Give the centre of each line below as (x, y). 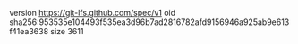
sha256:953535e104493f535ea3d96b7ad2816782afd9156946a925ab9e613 (149, 22)
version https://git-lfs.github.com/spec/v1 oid (93, 13)
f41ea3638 (29, 31)
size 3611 (67, 31)
